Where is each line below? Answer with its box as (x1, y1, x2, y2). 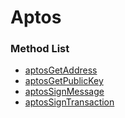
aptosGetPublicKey (24, 75, 104, 87)
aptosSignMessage (24, 86, 105, 98)
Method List (10, 42, 70, 56)
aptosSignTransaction (24, 96, 115, 108)
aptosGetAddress (24, 64, 98, 76)
